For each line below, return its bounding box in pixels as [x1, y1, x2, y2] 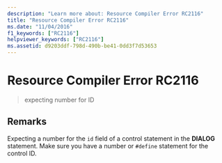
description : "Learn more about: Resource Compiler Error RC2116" [7, 10, 204, 17]
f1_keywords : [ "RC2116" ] [7, 29, 79, 37]
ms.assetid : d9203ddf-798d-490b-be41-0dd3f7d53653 [7, 42, 157, 49]
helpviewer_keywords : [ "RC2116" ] [7, 36, 104, 43]
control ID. [7, 149, 37, 157]
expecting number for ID [24, 95, 95, 104]
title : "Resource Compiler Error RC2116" [7, 17, 129, 24]
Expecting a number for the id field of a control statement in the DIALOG [7, 134, 216, 143]
